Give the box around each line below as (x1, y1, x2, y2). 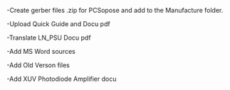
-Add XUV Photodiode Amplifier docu (6, 74, 117, 83)
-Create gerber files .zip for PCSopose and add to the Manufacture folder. (6, 6, 224, 14)
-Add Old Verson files (6, 61, 70, 69)
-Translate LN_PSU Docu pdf (6, 33, 91, 42)
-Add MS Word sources (6, 47, 75, 55)
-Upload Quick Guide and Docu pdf (6, 20, 111, 28)
